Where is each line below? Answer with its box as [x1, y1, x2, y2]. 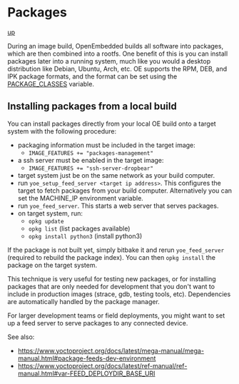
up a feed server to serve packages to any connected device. [7, 318, 188, 327]
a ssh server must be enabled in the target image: [17, 156, 164, 164]
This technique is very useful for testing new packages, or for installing [7, 274, 216, 283]
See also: [7, 333, 35, 341]
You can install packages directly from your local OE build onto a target [7, 119, 216, 128]
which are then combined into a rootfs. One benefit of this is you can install [7, 49, 228, 58]
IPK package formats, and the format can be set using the [7, 72, 178, 81]
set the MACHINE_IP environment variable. [17, 193, 144, 202]
